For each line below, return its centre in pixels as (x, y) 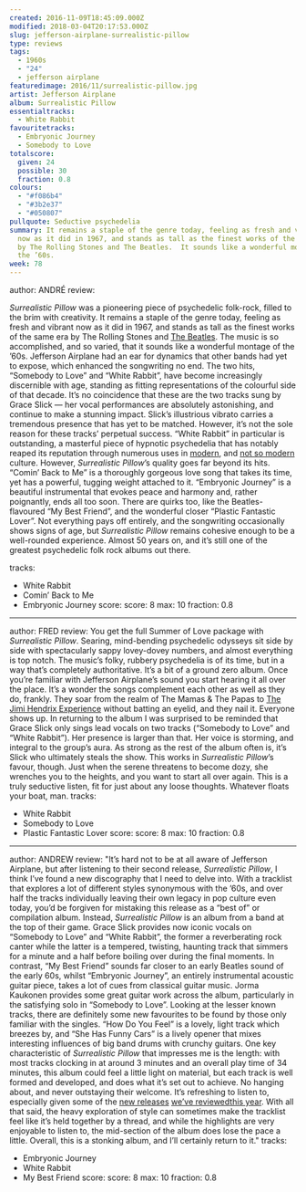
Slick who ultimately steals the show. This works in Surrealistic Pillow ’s (142, 757)
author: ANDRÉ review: (52, 290)
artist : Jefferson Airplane (63, 94)
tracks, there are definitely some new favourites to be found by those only (148, 1014)
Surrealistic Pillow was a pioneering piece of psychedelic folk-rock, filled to (151, 308)
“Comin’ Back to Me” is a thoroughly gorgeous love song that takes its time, (151, 472)
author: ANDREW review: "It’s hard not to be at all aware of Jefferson (138, 859)
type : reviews (36, 43)
